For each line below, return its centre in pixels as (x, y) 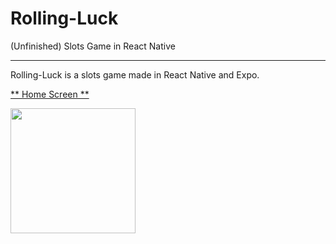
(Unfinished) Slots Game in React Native (93, 46)
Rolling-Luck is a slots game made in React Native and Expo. (135, 74)
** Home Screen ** (50, 94)
